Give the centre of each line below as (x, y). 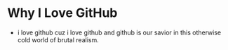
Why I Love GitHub (62, 13)
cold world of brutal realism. (58, 39)
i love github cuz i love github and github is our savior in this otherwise (119, 32)
